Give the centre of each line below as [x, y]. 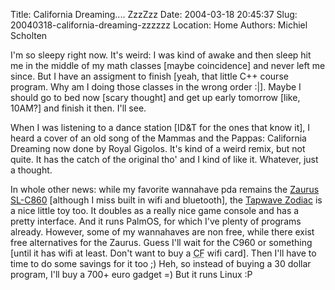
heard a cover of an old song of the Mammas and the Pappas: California [158, 138]
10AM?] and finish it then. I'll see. [78, 108]
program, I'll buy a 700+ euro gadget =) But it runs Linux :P [131, 274]
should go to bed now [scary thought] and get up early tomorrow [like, [155, 97]
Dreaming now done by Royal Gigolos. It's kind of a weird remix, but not [158, 148]
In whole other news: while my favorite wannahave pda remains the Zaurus [165, 189]
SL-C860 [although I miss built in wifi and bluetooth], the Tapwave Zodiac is [166, 200]
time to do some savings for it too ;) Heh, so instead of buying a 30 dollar [161, 263]
